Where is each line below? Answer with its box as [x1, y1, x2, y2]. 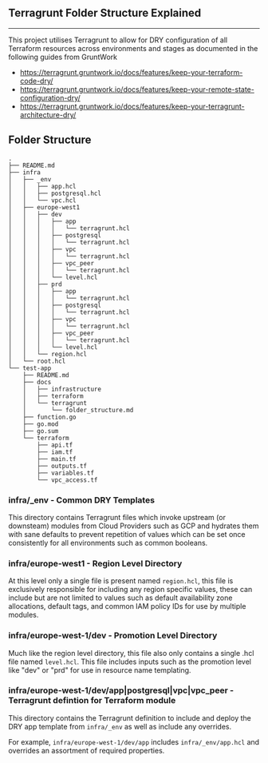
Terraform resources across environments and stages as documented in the [8, 43, 258, 53]
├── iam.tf [37, 447, 73, 456]
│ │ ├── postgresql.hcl [8, 189, 102, 197]
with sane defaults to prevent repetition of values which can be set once [8, 529, 246, 538]
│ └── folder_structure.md [22, 406, 134, 414]
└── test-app [8, 364, 52, 372]
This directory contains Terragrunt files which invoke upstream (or [8, 512, 226, 522]
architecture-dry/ [19, 109, 77, 119]
